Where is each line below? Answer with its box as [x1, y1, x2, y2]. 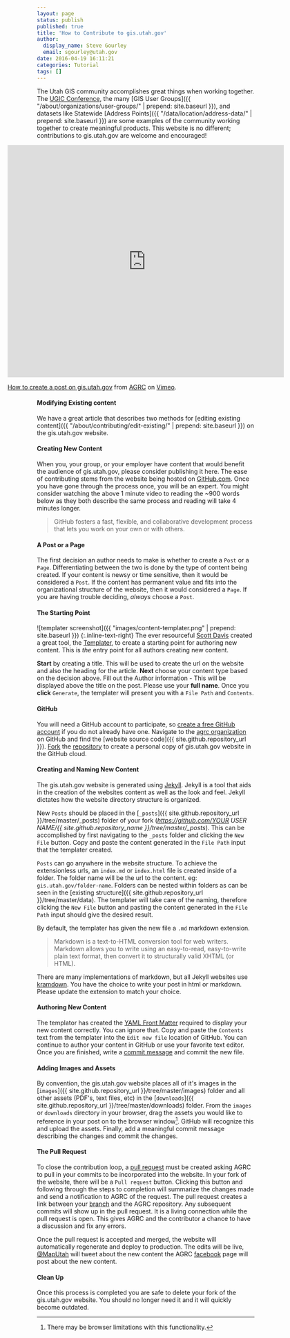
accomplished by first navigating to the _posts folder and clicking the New [37, 831, 244, 839]
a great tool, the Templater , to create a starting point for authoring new [37, 639, 238, 647]
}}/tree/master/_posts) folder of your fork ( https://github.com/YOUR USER [37, 816, 247, 824]
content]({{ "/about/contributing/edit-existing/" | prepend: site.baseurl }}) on [37, 421, 254, 430]
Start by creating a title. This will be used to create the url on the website [37, 659, 244, 668]
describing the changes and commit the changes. [37, 1132, 178, 1140]
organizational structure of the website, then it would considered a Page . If [37, 585, 247, 594]
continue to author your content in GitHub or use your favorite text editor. [37, 1041, 245, 1049]
